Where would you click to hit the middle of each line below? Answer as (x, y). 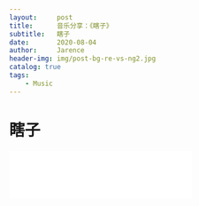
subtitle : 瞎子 (40, 34)
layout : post (41, 17)
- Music (39, 83)
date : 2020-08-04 (53, 42)
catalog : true (35, 67)
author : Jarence (47, 51)
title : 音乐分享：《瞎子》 (61, 26)
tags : (19, 75)
